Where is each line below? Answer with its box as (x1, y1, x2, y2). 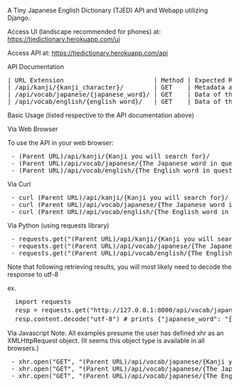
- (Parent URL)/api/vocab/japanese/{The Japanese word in (11, 159, 218, 167)
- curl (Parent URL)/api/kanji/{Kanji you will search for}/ (11, 193, 229, 201)
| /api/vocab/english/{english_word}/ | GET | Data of (7, 97, 222, 105)
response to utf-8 (7, 270, 59, 278)
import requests (14, 298, 72, 305)
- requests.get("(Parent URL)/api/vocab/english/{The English (11, 249, 233, 257)
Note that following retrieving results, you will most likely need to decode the (7, 263, 232, 271)
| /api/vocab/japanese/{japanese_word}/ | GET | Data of (7, 90, 222, 98)
